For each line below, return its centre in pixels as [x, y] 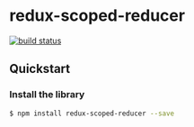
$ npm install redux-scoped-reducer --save [92, 113]
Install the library [47, 95]
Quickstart [40, 69]
